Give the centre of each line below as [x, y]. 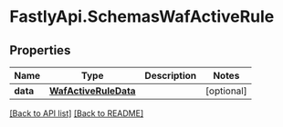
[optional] [226, 91]
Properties [40, 50]
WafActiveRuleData [92, 91]
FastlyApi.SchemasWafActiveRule [142, 17]
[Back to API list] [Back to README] [77, 113]
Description [171, 76]
